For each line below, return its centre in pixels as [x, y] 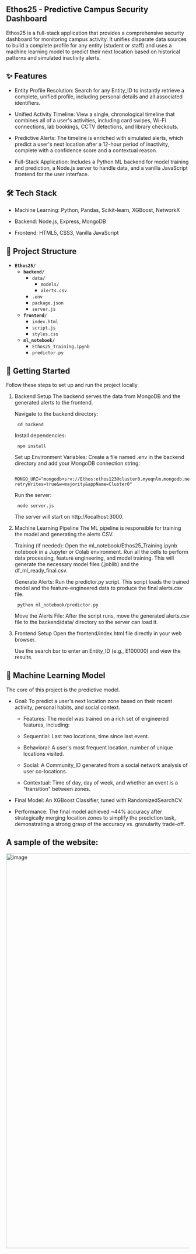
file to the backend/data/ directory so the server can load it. [86, 622]
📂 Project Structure [41, 251]
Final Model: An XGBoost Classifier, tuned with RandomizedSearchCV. [99, 800]
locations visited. [43, 753]
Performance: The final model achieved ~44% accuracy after [88, 811]
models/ [50, 285]
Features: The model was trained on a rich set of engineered [96, 718]
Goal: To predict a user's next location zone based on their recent [93, 701]
